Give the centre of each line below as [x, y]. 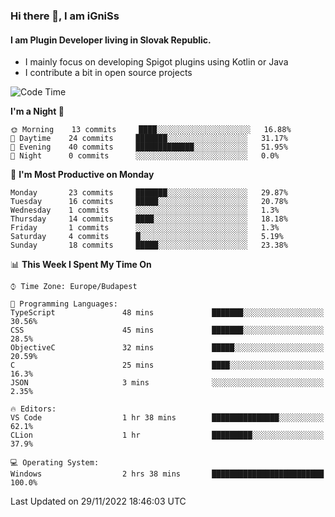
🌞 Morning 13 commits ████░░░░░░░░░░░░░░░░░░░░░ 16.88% [151, 130]
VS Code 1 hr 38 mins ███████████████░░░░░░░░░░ [167, 418]
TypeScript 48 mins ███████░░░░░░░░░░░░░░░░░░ [167, 313]
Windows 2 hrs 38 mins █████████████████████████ [167, 474]
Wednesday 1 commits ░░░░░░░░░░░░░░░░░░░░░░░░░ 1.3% [145, 210]
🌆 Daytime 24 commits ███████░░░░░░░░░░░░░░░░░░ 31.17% [149, 139]
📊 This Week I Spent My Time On [81, 265]
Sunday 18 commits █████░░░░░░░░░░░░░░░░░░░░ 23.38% [149, 245]
